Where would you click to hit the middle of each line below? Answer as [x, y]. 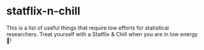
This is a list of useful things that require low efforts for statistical [88, 28]
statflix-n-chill [43, 11]
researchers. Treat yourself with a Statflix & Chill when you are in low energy [102, 34]
